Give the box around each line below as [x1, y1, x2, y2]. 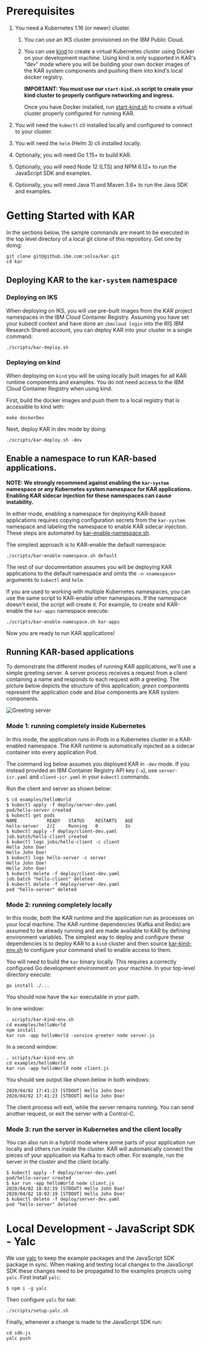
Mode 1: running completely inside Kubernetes [6, 722, 146, 730]
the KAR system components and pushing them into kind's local [24, 67, 183, 74]
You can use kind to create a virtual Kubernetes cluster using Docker [24, 47, 195, 55]
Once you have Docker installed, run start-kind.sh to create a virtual [24, 103, 193, 110]
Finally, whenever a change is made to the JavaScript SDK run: [6, 1319, 163, 1326]
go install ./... [6, 983, 50, 989]
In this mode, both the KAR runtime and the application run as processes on [6, 915, 194, 922]
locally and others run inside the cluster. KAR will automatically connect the [6, 1145, 193, 1153]
